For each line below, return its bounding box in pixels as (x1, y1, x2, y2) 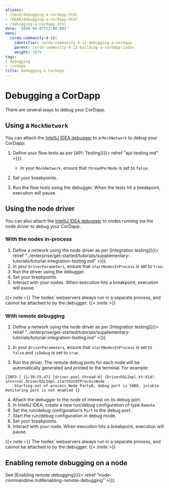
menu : (5, 31, 17, 36)
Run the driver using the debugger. (12, 268, 85, 275)
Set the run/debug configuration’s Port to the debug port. (12, 407, 132, 413)
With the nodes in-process (5, 235, 72, 242)
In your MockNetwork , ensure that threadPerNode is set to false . (20, 165, 149, 171)
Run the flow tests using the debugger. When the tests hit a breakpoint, (12, 185, 161, 191)
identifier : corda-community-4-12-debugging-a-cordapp (14, 40, 132, 45)
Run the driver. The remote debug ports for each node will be (12, 359, 140, 365)
